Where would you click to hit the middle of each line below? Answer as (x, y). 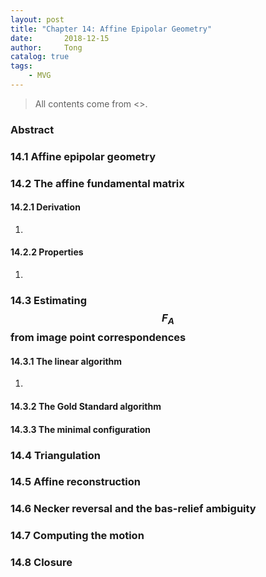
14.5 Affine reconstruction (75, 482)
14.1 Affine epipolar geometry (83, 156)
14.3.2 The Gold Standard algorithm (86, 407)
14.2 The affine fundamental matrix (97, 183)
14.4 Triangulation (55, 455)
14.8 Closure (41, 563)
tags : (21, 66)
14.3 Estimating (48, 300)
